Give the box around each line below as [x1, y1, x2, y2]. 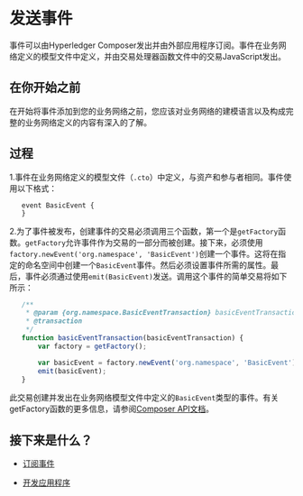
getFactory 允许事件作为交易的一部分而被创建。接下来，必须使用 [25, 236, 263, 248]
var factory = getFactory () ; [37, 342, 147, 351]
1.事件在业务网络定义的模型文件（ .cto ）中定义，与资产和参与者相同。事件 [9, 171, 284, 182]
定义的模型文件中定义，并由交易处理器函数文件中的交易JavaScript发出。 [16, 51, 287, 61]
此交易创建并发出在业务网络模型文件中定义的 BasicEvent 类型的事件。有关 [9, 392, 280, 403]
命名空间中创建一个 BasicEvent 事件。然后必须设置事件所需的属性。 [24, 259, 271, 271]
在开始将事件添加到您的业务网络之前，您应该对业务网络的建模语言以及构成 [9, 106, 286, 116]
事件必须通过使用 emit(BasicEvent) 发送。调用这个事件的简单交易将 [24, 271, 272, 281]
